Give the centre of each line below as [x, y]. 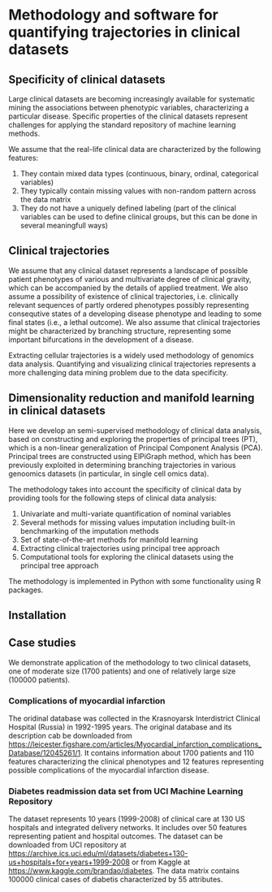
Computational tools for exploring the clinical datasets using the [127, 556]
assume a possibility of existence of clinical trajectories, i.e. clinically [123, 296]
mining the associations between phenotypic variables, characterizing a [129, 108]
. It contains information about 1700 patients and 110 [167, 753]
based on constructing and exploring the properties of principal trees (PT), [133, 439]
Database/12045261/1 [45, 753]
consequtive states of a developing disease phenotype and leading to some [135, 314]
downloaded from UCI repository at [68, 845]
